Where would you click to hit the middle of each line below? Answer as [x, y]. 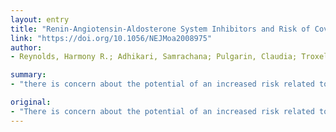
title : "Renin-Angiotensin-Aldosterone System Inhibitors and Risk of [160, 29]
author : [26, 47]
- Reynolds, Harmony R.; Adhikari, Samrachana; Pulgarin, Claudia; [154, 57]
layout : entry [40, 19]
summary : [28, 75]
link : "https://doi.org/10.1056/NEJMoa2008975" [111, 38]
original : [31, 102]
